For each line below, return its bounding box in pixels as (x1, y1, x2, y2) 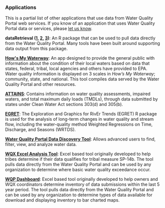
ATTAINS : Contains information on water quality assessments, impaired (5, 91, 151, 97)
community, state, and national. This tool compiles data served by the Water (5, 76, 160, 82)
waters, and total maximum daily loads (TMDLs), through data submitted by (5, 96, 158, 102)
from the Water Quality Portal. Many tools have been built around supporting (5, 40, 160, 46)
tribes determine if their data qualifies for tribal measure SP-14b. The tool (5, 156, 154, 162)
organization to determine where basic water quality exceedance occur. (5, 167, 151, 173)
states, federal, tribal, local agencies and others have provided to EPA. (5, 66, 148, 71)
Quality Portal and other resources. (5, 81, 76, 87)
